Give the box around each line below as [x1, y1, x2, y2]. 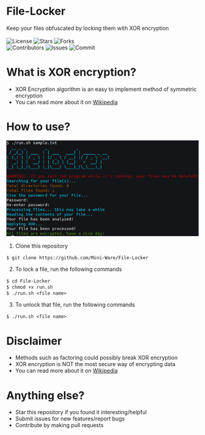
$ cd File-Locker [6, 278, 51, 284]
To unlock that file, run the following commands [15, 301, 135, 309]
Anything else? [6, 389, 85, 402]
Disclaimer [6, 334, 62, 348]
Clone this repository [15, 242, 68, 250]
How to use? [6, 120, 71, 134]
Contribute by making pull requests [15, 422, 104, 429]
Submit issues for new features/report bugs [15, 415, 125, 422]
